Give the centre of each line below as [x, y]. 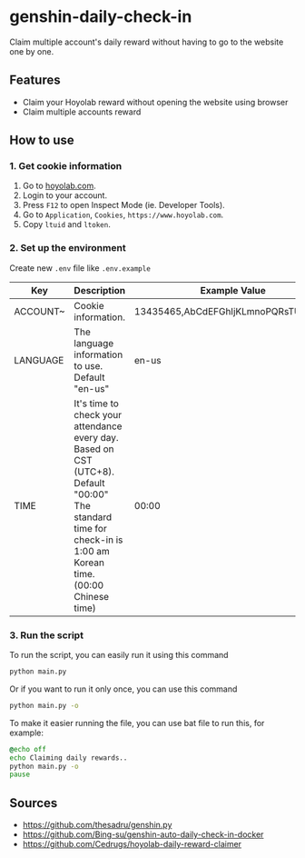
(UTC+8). [94, 472]
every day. [97, 437]
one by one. [32, 51]
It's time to [97, 404]
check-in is [98, 540]
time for [90, 528]
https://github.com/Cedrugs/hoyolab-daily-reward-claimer [132, 844]
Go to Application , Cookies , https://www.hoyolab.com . [123, 214]
